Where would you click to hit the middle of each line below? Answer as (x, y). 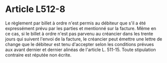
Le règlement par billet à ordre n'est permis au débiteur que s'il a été (76, 23)
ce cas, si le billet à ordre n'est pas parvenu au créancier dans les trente (79, 33)
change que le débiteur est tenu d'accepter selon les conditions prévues (80, 44)
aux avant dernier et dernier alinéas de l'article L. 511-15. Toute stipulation (81, 49)
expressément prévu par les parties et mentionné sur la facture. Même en (81, 28)
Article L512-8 (35, 9)
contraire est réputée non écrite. (38, 55)
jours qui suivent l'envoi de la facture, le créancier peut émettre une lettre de (84, 39)
